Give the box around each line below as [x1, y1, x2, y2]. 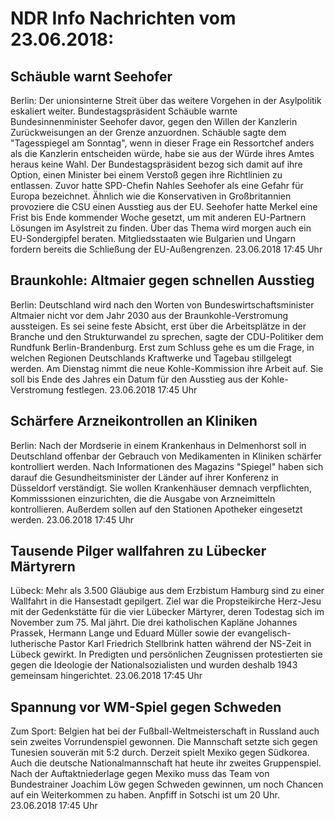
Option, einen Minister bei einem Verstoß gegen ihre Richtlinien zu [10, 169, 283, 181]
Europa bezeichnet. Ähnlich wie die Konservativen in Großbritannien [10, 190, 292, 202]
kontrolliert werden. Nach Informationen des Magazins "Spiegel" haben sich [10, 460, 324, 472]
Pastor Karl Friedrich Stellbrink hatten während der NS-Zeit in [58, 638, 312, 650]
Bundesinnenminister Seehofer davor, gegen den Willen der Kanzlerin [10, 116, 298, 127]
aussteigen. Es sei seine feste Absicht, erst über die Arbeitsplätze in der [10, 320, 307, 332]
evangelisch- [237, 627, 292, 639]
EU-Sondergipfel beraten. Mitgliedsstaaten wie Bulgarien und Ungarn [10, 233, 297, 244]
